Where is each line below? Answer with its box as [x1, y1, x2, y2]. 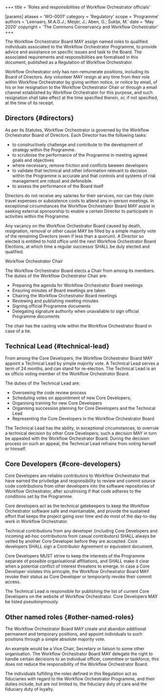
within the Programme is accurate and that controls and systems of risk [12, 173, 156, 179]
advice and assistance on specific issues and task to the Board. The [5, 49, 142, 55]
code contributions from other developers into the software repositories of [5, 483, 155, 489]
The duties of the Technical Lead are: [5, 380, 81, 386]
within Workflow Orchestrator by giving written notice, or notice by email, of [5, 79, 158, 85]
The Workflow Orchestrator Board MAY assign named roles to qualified [5, 39, 148, 44]
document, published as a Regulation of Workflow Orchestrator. [5, 60, 133, 65]
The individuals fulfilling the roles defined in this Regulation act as [5, 671, 138, 676]
